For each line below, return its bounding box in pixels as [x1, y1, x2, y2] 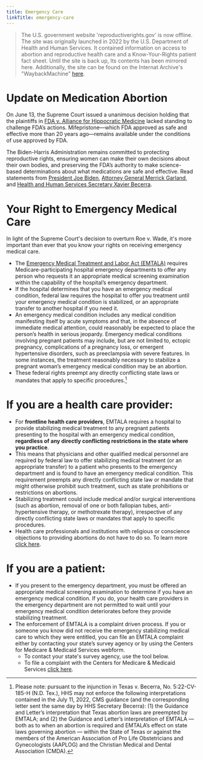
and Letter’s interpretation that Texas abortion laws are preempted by [14, 708, 188, 716]
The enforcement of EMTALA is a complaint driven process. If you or [14, 620, 186, 628]
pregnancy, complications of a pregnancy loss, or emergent [14, 343, 164, 351]
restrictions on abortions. [14, 489, 78, 496]
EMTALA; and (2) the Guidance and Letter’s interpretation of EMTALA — [14, 715, 195, 722]
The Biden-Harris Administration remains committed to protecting [6, 149, 170, 156]
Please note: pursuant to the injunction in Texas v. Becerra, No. [14, 683, 172, 690]
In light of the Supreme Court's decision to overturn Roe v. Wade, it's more [6, 235, 192, 243]
